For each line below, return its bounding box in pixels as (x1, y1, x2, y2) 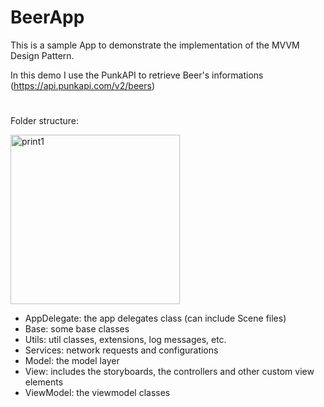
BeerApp (10, 6, 85, 29)
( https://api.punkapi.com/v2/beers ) (10, 79, 155, 91)
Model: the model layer (24, 355, 120, 367)
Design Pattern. (10, 49, 75, 61)
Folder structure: (10, 115, 80, 127)
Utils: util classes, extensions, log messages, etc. (24, 334, 227, 346)
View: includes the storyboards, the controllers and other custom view (24, 366, 315, 378)
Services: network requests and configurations (24, 344, 219, 356)
